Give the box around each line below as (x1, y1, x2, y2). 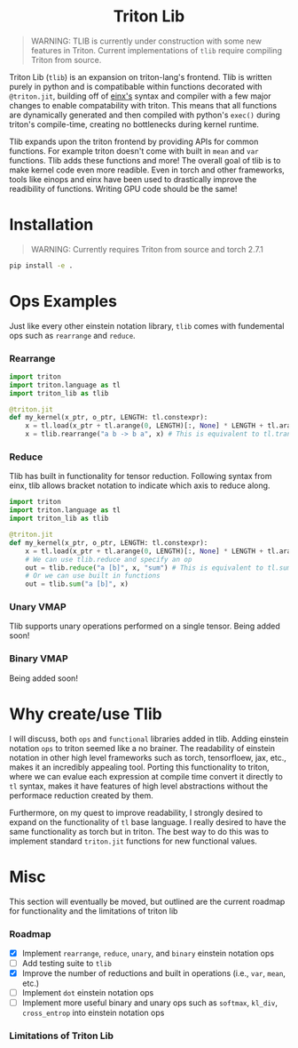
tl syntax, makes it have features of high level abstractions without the (9, 780, 269, 791)
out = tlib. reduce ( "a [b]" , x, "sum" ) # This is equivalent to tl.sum (25, 563, 292, 572)
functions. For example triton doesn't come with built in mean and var (9, 145, 259, 156)
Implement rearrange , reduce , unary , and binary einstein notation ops (21, 948, 275, 958)
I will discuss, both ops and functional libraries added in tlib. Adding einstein (9, 733, 289, 744)
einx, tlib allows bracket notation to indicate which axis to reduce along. (9, 480, 271, 491)
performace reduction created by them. (9, 789, 153, 801)
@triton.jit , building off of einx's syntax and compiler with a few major (9, 91, 272, 101)
